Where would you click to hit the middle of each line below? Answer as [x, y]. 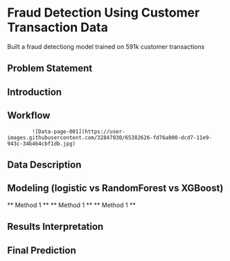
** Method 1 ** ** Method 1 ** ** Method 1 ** [72, 205]
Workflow [29, 116]
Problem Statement [50, 68]
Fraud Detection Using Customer [104, 13]
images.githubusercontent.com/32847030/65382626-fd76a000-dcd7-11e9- [110, 137]
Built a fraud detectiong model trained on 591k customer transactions [106, 46]
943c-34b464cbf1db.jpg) [42, 143]
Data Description [44, 164]
